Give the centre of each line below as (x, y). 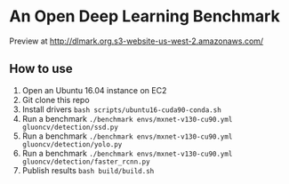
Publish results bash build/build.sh (88, 170)
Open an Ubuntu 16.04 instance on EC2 (94, 90)
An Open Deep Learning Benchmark (144, 16)
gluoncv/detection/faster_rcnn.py (86, 162)
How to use (41, 69)
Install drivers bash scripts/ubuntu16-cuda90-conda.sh (122, 109)
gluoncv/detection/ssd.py (70, 127)
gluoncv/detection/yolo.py (72, 144)
